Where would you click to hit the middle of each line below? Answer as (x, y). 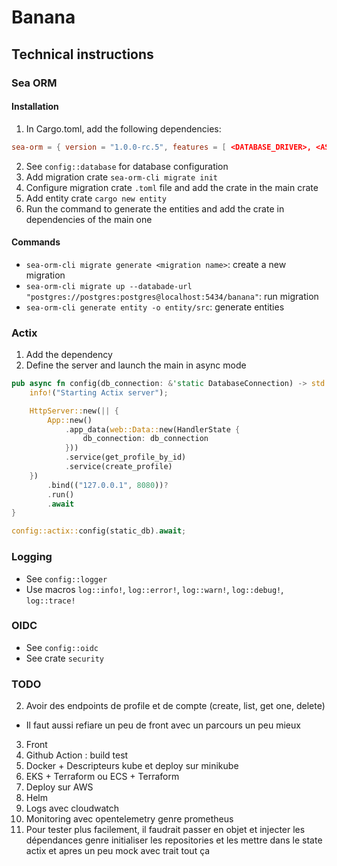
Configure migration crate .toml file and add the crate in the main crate (172, 187)
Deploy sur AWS (59, 787)
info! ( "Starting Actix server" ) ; (99, 392)
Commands (36, 242)
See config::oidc (62, 647)
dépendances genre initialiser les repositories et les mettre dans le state (174, 840)
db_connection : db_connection (145, 439)
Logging (32, 557)
